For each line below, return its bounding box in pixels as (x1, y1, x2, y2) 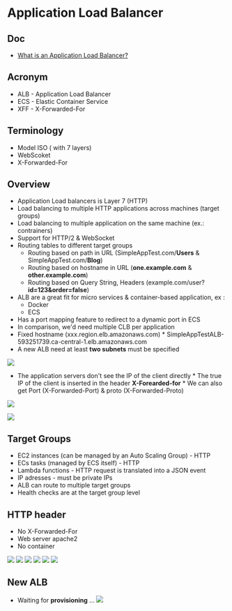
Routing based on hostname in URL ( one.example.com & (27, 264, 192, 272)
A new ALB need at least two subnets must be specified (17, 345, 180, 354)
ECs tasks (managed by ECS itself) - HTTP (17, 459, 140, 467)
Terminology (7, 125, 64, 137)
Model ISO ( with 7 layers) (17, 143, 92, 151)
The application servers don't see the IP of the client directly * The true (17, 372, 222, 380)
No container (17, 542, 55, 550)
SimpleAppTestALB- (167, 330, 224, 339)
